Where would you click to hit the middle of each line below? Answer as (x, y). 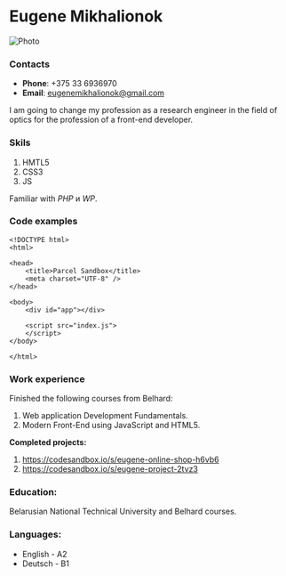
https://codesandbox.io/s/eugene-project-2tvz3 (110, 469)
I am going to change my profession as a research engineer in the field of (143, 110)
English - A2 (45, 554)
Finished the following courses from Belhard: (91, 399)
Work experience (47, 378)
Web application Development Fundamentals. (105, 416)
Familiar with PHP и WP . (53, 199)
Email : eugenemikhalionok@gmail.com (93, 93)
